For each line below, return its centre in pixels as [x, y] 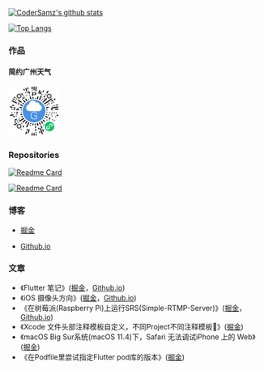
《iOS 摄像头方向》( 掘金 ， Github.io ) [78, 298]
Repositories [34, 155]
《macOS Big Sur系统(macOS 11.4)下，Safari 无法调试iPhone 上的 [128, 337]
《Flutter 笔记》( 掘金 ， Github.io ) [72, 287]
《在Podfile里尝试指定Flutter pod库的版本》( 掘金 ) [102, 357]
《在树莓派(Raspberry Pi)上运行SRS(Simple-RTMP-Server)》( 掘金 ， [133, 308]
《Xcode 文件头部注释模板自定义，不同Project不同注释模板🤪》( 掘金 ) [132, 326]
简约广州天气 [30, 71]
